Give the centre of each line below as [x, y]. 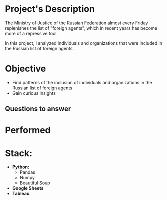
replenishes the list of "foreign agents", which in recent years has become [81, 28]
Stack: [19, 153]
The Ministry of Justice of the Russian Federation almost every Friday [77, 23]
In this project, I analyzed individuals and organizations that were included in [83, 43]
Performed [28, 130]
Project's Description [50, 9]
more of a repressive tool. [32, 33]
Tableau [21, 194]
